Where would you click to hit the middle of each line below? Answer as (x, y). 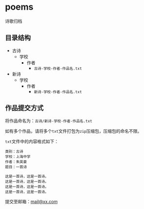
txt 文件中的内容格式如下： (32, 141)
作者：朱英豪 (16, 162)
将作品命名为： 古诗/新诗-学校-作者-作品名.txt (49, 121)
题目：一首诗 (16, 167)
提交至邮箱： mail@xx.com (31, 201)
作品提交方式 (24, 108)
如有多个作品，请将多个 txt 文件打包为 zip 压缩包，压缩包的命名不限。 (73, 131)
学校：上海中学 (18, 157)
